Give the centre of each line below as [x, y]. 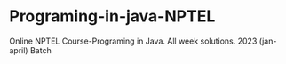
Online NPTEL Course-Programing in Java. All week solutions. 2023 [133, 41]
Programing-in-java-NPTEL [112, 16]
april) [19, 50]
